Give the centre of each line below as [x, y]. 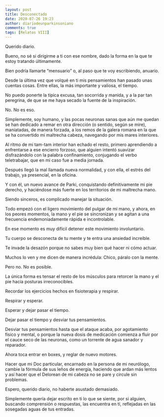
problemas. [16, 380]
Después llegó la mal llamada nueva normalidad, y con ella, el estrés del [78, 170]
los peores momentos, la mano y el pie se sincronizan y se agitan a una [77, 214]
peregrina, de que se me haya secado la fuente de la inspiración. [71, 100]
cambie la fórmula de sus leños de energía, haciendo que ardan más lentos [81, 369]
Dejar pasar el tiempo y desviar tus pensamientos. [56, 320]
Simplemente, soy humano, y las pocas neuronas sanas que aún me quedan [82, 119]
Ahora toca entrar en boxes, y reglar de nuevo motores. [61, 354]
